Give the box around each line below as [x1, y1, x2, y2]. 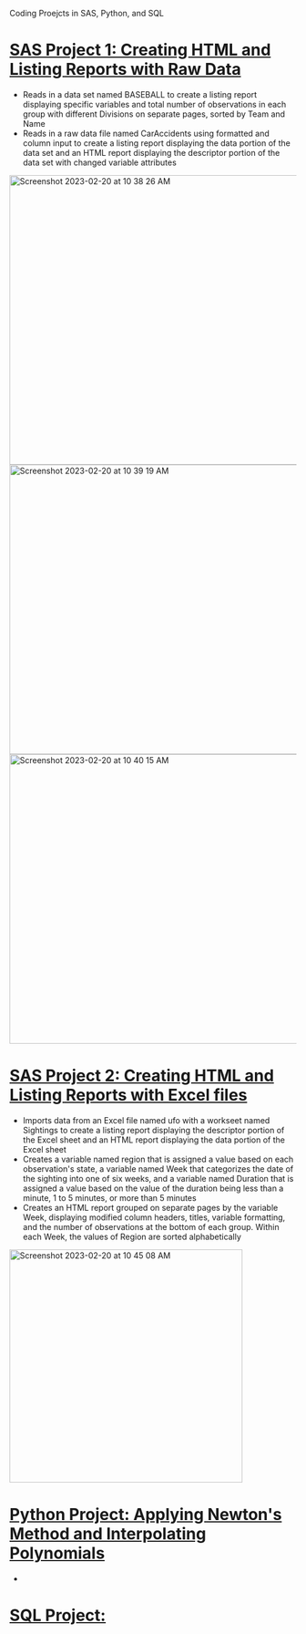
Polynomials [9, 1543, 106, 1564]
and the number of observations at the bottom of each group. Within [22, 1221, 280, 1232]
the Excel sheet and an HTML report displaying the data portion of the [22, 1134, 285, 1145]
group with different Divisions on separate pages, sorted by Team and [22, 109, 285, 119]
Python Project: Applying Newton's [9, 1505, 282, 1525]
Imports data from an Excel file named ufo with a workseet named [22, 1114, 270, 1125]
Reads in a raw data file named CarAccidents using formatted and [22, 128, 270, 139]
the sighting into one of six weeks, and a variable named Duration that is [22, 1173, 294, 1184]
